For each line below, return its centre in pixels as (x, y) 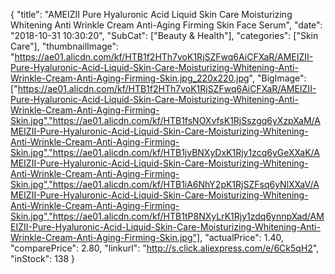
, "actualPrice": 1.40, (242, 237)
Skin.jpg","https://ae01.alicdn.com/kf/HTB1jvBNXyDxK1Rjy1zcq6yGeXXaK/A (165, 152)
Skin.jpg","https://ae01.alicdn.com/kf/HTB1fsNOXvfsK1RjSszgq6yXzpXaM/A (165, 120)
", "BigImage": (277, 78)
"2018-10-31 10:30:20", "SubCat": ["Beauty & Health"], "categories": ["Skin (164, 35)
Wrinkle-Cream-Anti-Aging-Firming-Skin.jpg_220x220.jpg (130, 78)
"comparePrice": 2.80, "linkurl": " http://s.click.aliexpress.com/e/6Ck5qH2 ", (165, 248)
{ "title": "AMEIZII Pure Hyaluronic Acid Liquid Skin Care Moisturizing (151, 14)
